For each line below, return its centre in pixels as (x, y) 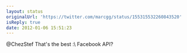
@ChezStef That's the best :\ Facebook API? (59, 44)
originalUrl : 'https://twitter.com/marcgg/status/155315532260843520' (94, 17)
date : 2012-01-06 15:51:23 (39, 28)
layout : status (25, 11)
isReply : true (23, 22)
